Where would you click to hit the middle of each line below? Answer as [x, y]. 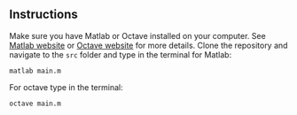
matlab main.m [35, 71]
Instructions [43, 15]
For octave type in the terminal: [66, 87]
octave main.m [35, 103]
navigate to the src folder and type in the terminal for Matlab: [121, 54]
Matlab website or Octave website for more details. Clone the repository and [148, 45]
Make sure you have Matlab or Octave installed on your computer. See [137, 35]
